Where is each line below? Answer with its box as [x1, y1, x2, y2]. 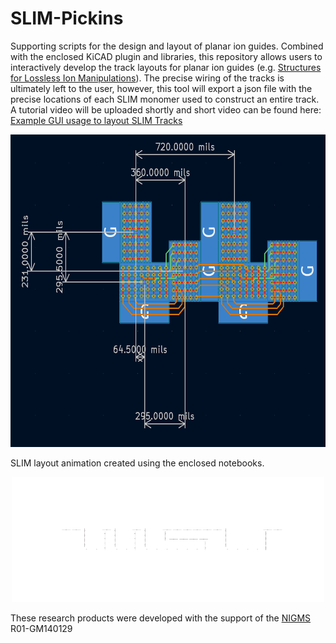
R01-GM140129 [10, 622, 73, 634]
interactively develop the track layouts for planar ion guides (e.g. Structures [10, 61, 322, 73]
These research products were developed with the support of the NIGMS [10, 612, 312, 624]
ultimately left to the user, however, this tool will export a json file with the [10, 82, 313, 94]
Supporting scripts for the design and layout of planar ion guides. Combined [10, 40, 324, 52]
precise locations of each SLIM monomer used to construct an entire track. [10, 93, 320, 105]
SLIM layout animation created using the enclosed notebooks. [10, 457, 265, 469]
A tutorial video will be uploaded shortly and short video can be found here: [10, 103, 322, 116]
